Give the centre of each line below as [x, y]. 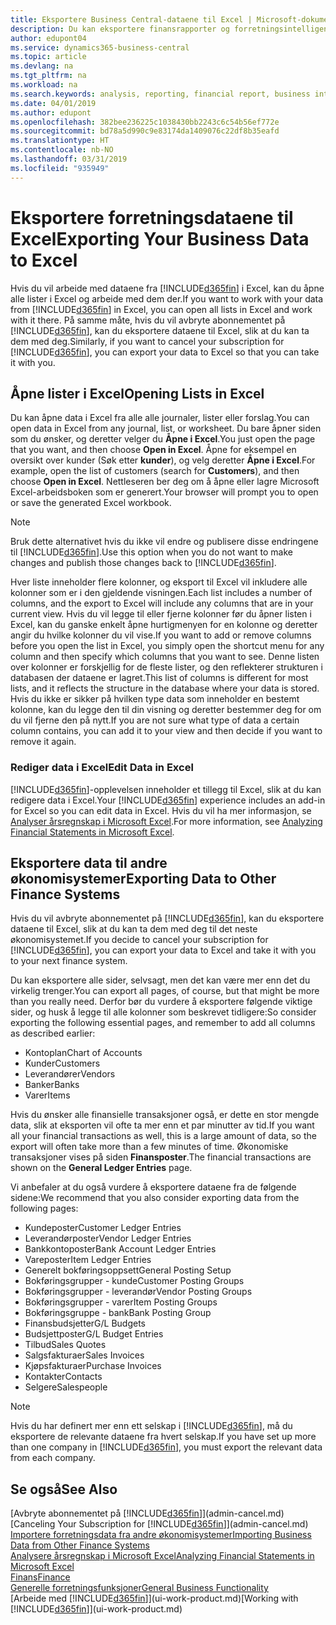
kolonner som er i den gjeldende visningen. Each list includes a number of [161, 593]
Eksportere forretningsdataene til [152, 217]
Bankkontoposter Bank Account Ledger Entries [120, 1249]
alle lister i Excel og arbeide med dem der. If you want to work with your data [167, 298]
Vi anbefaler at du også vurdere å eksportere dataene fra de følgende [153, 1187]
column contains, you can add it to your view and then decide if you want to [166, 731]
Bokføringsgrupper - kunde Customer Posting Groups [134, 1281]
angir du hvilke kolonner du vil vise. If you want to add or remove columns [161, 635]
